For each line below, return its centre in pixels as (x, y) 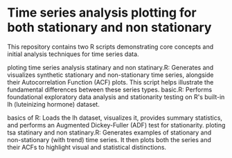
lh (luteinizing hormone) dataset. (54, 104)
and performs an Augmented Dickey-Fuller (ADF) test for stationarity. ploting (116, 125)
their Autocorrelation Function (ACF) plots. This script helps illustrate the (110, 82)
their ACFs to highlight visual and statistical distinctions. (87, 147)
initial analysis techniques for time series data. (73, 54)
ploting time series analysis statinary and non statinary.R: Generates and (110, 67)
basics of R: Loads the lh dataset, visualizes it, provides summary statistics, (115, 117)
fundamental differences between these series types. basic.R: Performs (110, 89)
